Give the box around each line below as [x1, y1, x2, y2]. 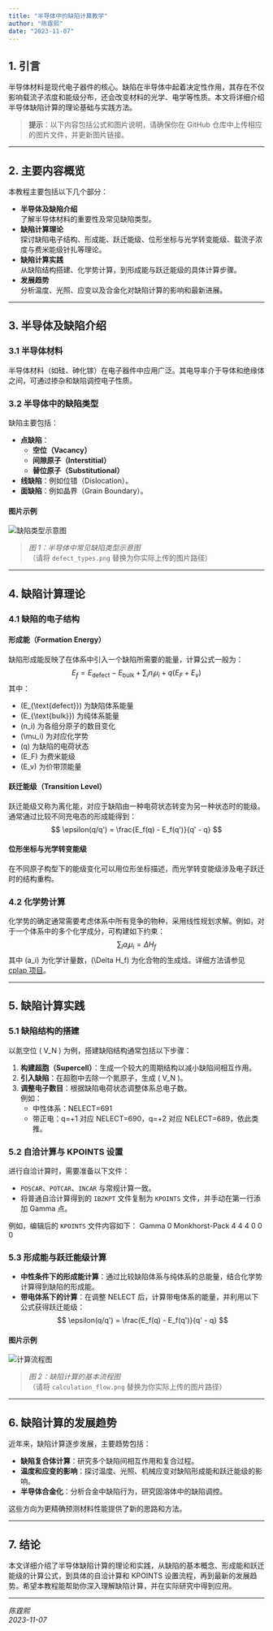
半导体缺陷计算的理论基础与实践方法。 [8, 102, 136, 112]
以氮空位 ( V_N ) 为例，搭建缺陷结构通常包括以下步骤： [8, 1045, 192, 1055]
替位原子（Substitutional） [32, 465, 124, 475]
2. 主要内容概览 [8, 163, 85, 177]
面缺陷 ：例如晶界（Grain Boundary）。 [19, 485, 148, 496]
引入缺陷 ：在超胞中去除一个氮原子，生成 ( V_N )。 [19, 1073, 188, 1082]
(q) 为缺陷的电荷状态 [19, 741, 89, 751]
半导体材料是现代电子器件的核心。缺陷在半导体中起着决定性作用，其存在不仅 [8, 82, 265, 92]
